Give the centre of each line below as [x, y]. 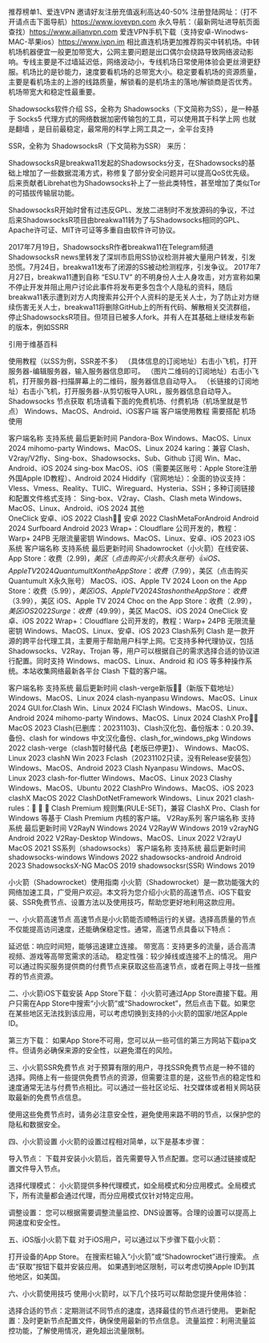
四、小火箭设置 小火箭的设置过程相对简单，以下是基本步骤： [107, 1141]
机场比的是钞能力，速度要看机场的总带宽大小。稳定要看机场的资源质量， [141, 72]
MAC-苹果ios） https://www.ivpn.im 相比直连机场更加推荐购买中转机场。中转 [134, 42]
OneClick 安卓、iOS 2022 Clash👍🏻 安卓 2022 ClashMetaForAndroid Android [133, 518]
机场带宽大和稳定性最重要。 [54, 92]
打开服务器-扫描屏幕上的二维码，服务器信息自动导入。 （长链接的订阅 [137, 381]
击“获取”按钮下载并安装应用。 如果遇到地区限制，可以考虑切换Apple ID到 [128, 1267]
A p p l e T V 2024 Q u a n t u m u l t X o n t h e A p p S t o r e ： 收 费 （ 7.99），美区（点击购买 [128, 571]
